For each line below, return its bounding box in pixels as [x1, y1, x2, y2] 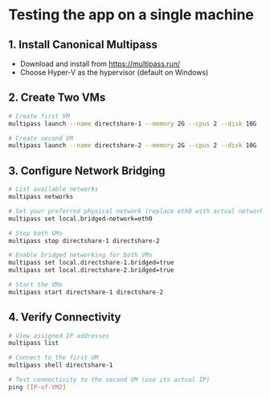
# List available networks [8, 185, 99, 194]
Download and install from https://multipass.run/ [19, 59, 181, 68]
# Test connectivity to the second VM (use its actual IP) [8, 376, 211, 384]
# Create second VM [8, 134, 74, 142]
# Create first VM [8, 112, 70, 120]
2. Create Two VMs [8, 91, 106, 105]
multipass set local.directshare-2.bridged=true [8, 266, 174, 274]
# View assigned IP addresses [8, 331, 110, 339]
